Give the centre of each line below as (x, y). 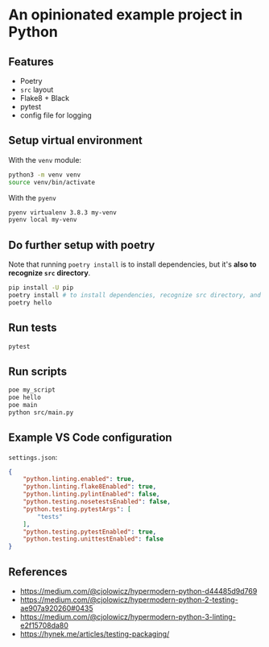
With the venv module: (45, 160)
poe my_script (32, 390)
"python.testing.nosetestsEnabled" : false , (97, 502)
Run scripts (37, 371)
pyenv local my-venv (43, 220)
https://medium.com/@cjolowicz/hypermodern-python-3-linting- (128, 617)
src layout (37, 89)
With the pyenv (32, 197)
